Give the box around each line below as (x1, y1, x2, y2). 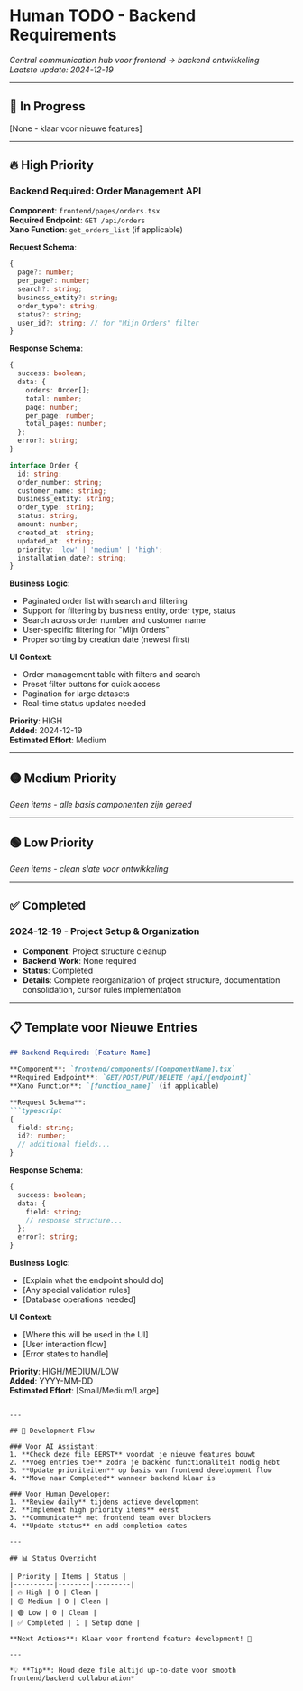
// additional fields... (17, 1140, 111, 1149)
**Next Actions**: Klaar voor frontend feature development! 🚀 (9, 1634, 252, 1644)
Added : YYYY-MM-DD (9, 1375, 94, 1386)
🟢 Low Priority (9, 835, 95, 850)
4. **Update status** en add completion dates (9, 1521, 188, 1531)
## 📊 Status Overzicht (9, 1554, 97, 1563)
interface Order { (9, 460, 78, 470)
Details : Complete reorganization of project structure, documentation (22, 974, 280, 986)
